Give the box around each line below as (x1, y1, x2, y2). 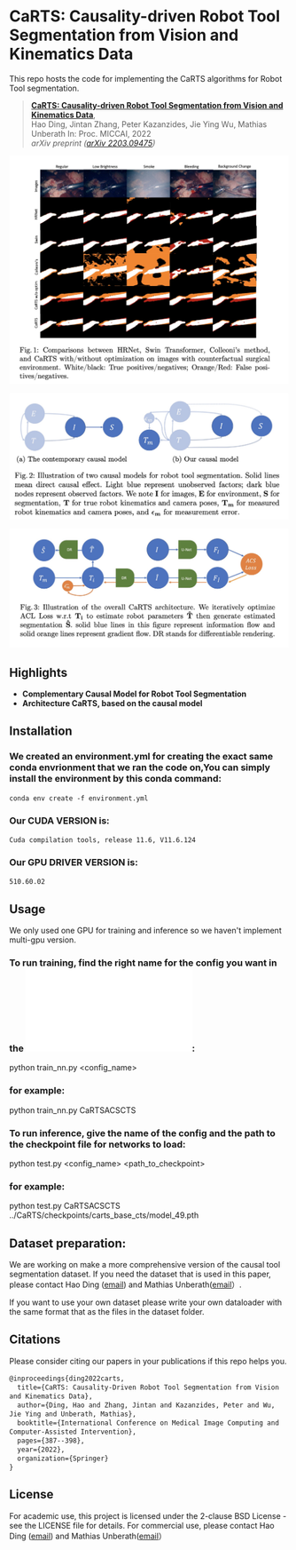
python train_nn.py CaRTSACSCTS (9, 1104, 136, 1116)
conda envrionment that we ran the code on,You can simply (9, 761, 270, 774)
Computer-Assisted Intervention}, (9, 1427, 137, 1436)
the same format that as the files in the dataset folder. (9, 1307, 205, 1317)
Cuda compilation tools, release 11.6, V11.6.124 (9, 835, 197, 845)
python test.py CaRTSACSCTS (9, 1201, 121, 1212)
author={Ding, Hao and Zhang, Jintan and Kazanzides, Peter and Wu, (17, 1401, 276, 1410)
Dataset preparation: (9, 1236, 127, 1251)
